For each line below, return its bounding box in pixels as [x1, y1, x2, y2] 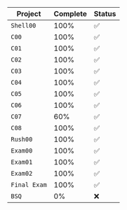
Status [93, 9, 116, 18]
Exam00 [11, 147, 33, 155]
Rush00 [11, 136, 33, 143]
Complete [53, 9, 88, 18]
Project [16, 9, 41, 18]
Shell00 [11, 22, 36, 29]
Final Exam [11, 181, 47, 188]
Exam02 [11, 169, 33, 177]
